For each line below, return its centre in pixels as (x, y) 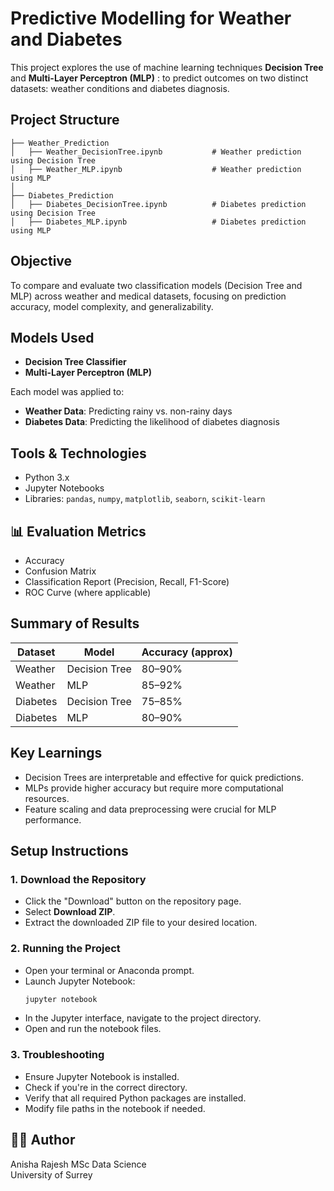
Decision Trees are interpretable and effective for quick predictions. (164, 777)
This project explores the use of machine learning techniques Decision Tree (167, 67)
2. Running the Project (65, 949)
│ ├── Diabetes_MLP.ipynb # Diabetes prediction (158, 222)
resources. (47, 798)
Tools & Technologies (78, 453)
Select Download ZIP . (70, 912)
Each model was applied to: (67, 392)
